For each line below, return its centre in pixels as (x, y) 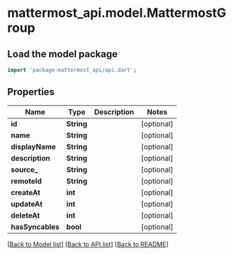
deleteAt (25, 215)
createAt (26, 192)
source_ (25, 169)
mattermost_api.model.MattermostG (117, 13)
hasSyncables (35, 227)
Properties (31, 92)
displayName (33, 147)
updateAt (27, 204)
